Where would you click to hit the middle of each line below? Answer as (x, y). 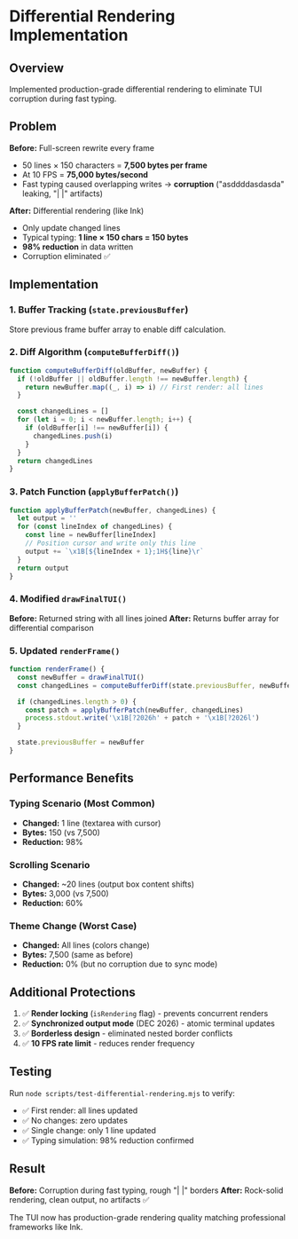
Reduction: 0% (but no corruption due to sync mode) (120, 964)
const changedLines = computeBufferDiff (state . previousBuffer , (136, 685)
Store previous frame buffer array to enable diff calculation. (118, 329)
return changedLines (55, 461)
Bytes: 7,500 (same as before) (78, 955)
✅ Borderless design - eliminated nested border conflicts (127, 1034)
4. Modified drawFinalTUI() (68, 599)
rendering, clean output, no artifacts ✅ (79, 1199)
